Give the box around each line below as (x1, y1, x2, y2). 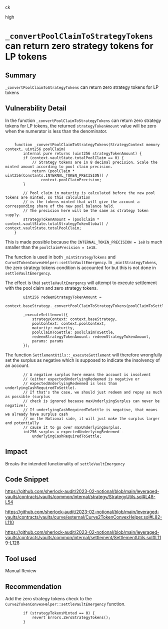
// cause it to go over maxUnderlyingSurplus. (23, 425, 122, 430)
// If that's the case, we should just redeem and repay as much (23, 390, 162, 395)
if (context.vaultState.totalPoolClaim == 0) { (23, 155, 124, 160)
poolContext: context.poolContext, (31, 321, 106, 326)
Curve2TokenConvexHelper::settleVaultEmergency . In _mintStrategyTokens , (5, 259, 157, 265)
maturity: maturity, (31, 325, 75, 330)
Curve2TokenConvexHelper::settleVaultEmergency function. (5, 601, 126, 607)
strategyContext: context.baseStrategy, (31, 316, 117, 322)
